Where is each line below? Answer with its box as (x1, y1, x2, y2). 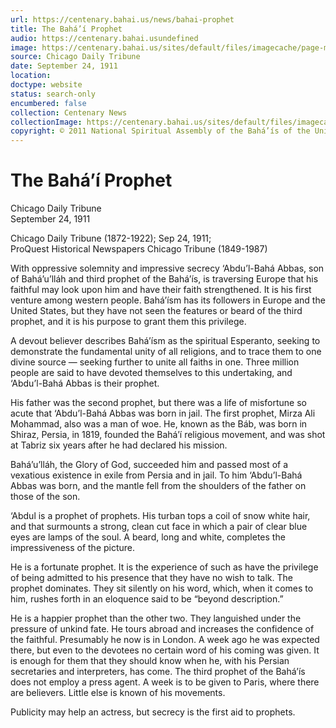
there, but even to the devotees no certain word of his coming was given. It (10, 644, 320, 656)
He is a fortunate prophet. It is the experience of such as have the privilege (10, 561, 319, 573)
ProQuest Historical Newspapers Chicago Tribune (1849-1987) (10, 243, 268, 255)
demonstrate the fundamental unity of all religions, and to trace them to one (10, 346, 322, 358)
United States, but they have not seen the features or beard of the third (10, 305, 303, 317)
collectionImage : (10, 117, 83, 127)
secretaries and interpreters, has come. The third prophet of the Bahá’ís (10, 666, 306, 678)
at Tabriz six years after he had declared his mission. (10, 439, 228, 451)
